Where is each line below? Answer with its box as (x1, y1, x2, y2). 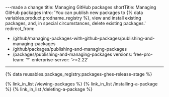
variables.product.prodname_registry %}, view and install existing (5, 15, 142, 21)
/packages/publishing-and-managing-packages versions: (12, 51, 132, 57)
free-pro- (133, 51, 153, 57)
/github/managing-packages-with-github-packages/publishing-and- (12, 35, 155, 41)
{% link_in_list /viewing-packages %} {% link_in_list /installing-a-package (5, 81, 158, 87)
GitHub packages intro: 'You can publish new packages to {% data (5, 10, 143, 16)
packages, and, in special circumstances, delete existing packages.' (5, 20, 146, 26)
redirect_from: (5, 26, 35, 32)
